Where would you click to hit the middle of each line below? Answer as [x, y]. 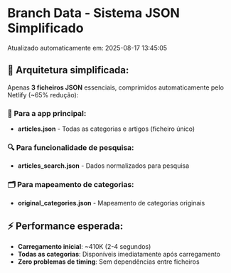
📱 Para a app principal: [47, 113]
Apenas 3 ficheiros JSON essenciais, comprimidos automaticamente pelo [116, 87]
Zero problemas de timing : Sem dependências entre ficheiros [109, 262]
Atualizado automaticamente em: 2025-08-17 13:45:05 [87, 48]
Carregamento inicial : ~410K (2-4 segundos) [84, 247]
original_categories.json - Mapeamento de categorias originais [111, 203]
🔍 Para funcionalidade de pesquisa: [71, 147]
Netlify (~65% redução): [43, 95]
